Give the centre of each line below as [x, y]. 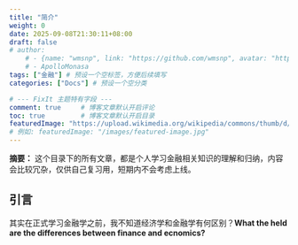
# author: [27, 50]
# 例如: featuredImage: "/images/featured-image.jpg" [110, 132]
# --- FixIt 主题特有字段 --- [61, 99]
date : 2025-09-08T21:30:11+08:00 [71, 34]
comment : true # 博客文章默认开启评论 [82, 107]
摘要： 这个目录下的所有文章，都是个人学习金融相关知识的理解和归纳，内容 [146, 158]
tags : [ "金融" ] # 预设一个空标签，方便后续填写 [88, 75]
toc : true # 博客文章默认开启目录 [82, 116]
